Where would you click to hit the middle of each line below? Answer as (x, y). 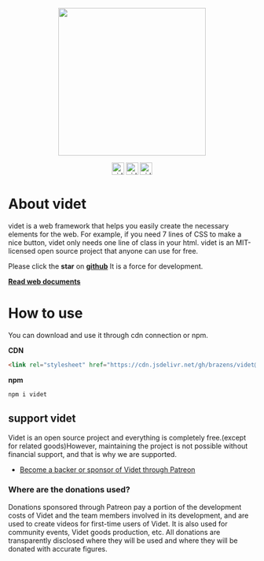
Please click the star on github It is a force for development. (106, 266)
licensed (22, 251)
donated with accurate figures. (58, 548)
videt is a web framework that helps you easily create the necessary (119, 225)
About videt (48, 204)
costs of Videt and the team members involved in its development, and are (128, 515)
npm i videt (27, 394)
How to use (46, 313)
